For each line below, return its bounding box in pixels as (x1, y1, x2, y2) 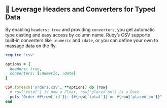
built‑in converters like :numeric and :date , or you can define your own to (5, 37, 158, 43)
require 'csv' (5, 52, 36, 57)
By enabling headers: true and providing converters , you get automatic (5, 26, 155, 32)
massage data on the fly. (5, 43, 57, 49)
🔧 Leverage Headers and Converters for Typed (5, 5, 156, 14)
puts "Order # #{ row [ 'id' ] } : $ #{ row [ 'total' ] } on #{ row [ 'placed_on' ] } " (10, 94, 162, 99)
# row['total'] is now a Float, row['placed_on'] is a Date (10, 90, 140, 95)
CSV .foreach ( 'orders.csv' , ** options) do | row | (5, 85, 108, 90)
